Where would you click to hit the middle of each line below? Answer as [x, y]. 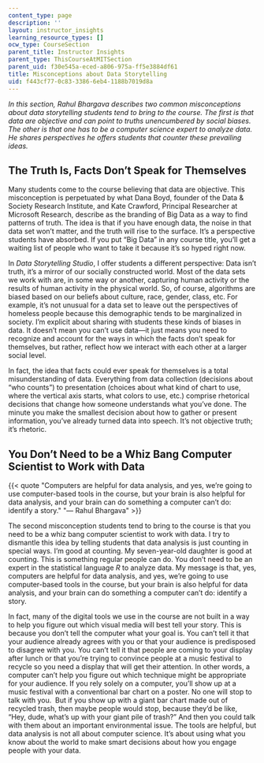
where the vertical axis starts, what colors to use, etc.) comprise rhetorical [129, 396]
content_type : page [40, 15]
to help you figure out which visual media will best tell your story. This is [125, 625]
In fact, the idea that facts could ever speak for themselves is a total [118, 370]
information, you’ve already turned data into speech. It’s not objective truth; [131, 421]
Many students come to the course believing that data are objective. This [127, 189]
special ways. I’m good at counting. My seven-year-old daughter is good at [130, 551]
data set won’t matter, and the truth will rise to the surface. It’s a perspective [132, 231]
